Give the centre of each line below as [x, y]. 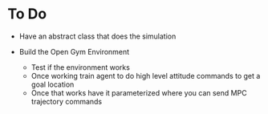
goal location [53, 84]
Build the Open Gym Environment [74, 51]
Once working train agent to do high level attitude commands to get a [146, 75]
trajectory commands [67, 101]
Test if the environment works [80, 67]
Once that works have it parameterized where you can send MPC [139, 92]
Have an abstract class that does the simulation [97, 36]
